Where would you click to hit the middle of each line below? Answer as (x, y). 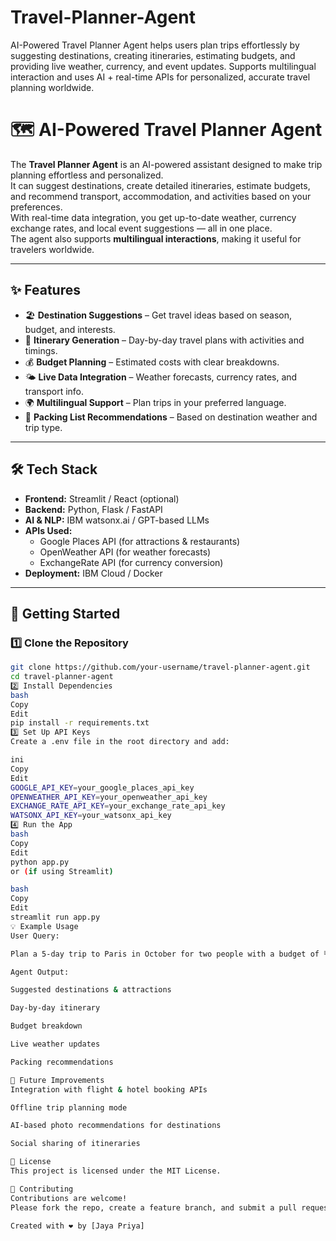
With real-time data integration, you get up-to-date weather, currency (153, 217)
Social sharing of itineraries (75, 1144)
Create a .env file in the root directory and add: (120, 742)
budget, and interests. (70, 329)
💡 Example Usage (44, 926)
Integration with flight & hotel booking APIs (109, 1089)
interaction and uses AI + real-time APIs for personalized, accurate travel (160, 77)
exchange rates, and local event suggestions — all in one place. (141, 228)
